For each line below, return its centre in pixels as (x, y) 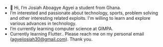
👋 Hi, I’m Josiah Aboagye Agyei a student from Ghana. (65, 8)
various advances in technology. (43, 23)
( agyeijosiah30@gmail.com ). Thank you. (51, 39)
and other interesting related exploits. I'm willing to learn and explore (80, 18)
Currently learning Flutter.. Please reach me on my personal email (77, 34)
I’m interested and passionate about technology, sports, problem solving (84, 13)
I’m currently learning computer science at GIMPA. (61, 29)
